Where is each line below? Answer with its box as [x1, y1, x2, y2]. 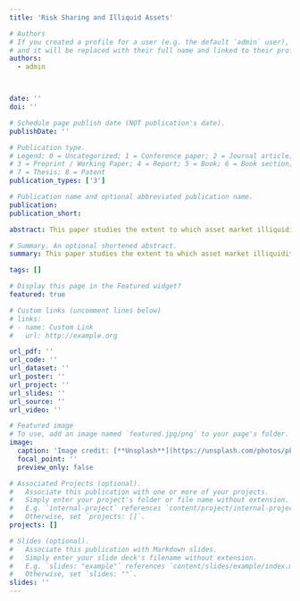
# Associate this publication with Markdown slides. [9, 545, 218, 554]
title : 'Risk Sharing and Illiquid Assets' [9, 13, 174, 22]
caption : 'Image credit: [17, 447, 110, 455]
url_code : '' [9, 355, 58, 364]
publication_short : [9, 209, 82, 218]
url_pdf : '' [9, 347, 54, 356]
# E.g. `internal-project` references [9, 504, 162, 513]
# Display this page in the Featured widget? [9, 282, 181, 291]
